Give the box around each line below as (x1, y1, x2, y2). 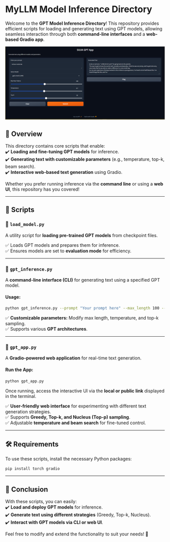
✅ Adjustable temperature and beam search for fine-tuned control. (5, 420, 146, 426)
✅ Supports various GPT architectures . (5, 326, 88, 332)
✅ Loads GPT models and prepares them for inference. (5, 242, 120, 248)
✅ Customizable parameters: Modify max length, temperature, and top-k (5, 315, 159, 321)
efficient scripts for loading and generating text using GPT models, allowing (5, 25, 163, 31)
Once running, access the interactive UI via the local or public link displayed (5, 388, 165, 394)
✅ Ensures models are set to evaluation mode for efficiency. (5, 248, 132, 254)
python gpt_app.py (5, 378, 44, 384)
